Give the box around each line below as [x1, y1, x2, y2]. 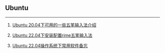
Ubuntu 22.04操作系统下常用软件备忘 [12, 42, 88, 48]
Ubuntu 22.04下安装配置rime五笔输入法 [12, 32, 92, 38]
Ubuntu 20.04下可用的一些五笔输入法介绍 [12, 22, 97, 28]
